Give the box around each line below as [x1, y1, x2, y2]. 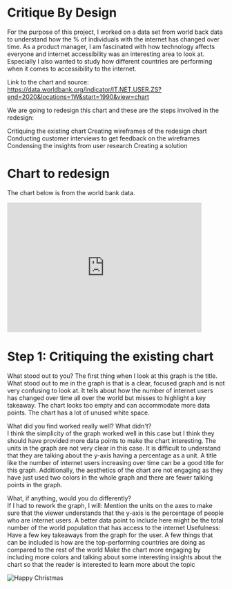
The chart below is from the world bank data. [7, 188, 136, 197]
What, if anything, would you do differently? [7, 493, 132, 502]
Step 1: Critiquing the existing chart [7, 349, 214, 365]
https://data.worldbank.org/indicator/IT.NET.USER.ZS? [7, 85, 162, 93]
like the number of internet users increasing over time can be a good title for [7, 458, 224, 466]
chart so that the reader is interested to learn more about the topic [7, 560, 195, 568]
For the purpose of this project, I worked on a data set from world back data [7, 28, 223, 36]
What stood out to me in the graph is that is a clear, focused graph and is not [7, 379, 225, 387]
